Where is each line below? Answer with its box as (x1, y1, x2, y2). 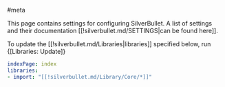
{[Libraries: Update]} (7, 48, 66, 55)
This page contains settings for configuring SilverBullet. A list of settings (7, 19, 212, 27)
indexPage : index (7, 61, 57, 68)
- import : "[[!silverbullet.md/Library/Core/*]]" (7, 73, 153, 80)
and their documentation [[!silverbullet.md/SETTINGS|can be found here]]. (7, 27, 218, 35)
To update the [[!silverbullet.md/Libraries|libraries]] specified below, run (7, 40, 211, 48)
